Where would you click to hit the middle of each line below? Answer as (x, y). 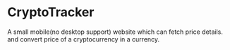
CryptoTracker (51, 12)
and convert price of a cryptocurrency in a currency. (84, 39)
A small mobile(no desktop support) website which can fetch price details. (115, 32)
